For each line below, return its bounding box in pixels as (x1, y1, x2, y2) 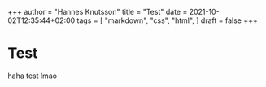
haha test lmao (7, 71, 58, 80)
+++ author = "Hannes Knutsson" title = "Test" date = (7, 7, 188, 16)
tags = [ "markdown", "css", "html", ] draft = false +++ (76, 15, 258, 25)
